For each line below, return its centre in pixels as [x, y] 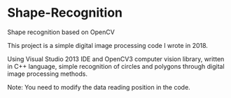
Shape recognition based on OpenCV [61, 32]
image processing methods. [48, 74]
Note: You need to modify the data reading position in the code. [99, 87]
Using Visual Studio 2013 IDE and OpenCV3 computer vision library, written [116, 59]
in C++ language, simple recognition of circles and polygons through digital [116, 66]
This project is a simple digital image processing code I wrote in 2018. [108, 45]
